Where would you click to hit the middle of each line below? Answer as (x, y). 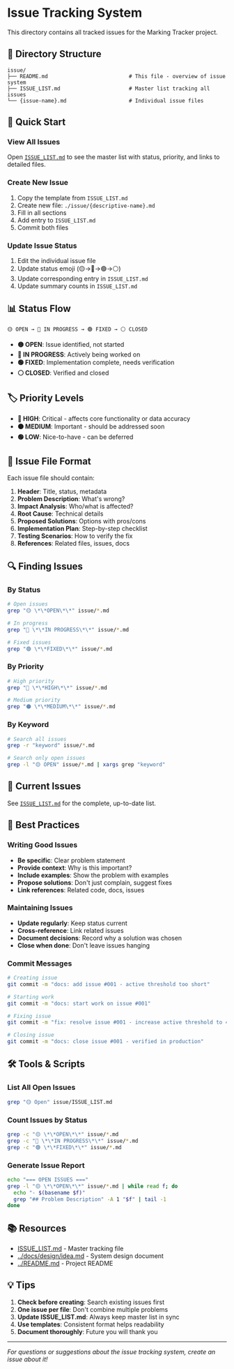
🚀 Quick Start (37, 122)
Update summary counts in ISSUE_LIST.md (77, 286)
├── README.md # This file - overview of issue (117, 76)
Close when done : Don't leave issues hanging (84, 945)
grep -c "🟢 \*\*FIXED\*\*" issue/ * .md (64, 1147)
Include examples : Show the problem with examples (93, 875)
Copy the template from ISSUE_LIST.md (72, 197)
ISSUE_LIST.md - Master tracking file (70, 1249)
